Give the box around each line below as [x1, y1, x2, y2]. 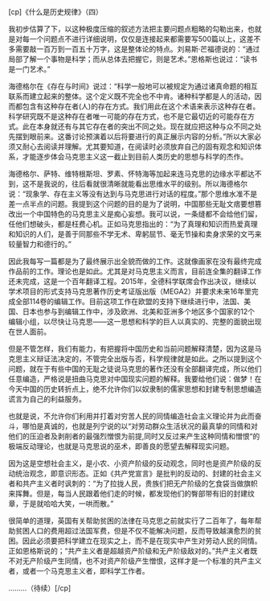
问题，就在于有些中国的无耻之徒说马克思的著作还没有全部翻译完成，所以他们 [8, 364, 262, 373]
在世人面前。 [8, 327, 51, 336]
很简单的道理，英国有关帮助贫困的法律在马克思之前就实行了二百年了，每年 [8, 516, 255, 525]
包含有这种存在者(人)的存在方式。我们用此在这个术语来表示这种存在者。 [22, 101, 260, 111]
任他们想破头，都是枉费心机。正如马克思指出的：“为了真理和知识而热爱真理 [8, 220, 259, 228]
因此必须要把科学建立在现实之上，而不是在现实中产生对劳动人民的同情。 [22, 536, 262, 545]
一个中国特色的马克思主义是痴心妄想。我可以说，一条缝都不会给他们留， [22, 209, 262, 219]
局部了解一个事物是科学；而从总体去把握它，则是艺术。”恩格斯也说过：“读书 [8, 55, 258, 64]
